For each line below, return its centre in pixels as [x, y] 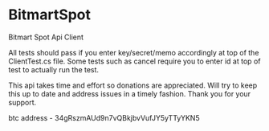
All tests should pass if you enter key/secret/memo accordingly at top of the [134, 52]
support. [22, 102]
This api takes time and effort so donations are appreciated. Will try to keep [133, 85]
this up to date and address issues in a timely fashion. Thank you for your [130, 93]
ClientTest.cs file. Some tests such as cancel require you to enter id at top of [134, 61]
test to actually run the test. [53, 69]
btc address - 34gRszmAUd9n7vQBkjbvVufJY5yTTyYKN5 [104, 117]
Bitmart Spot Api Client [46, 37]
